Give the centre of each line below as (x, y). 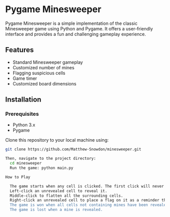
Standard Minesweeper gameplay (48, 62)
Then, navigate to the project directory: (51, 159)
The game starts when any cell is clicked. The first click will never (87, 186)
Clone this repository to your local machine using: (57, 140)
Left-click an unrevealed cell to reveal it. (59, 191)
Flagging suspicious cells (39, 73)
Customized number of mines (44, 67)
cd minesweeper (26, 163)
